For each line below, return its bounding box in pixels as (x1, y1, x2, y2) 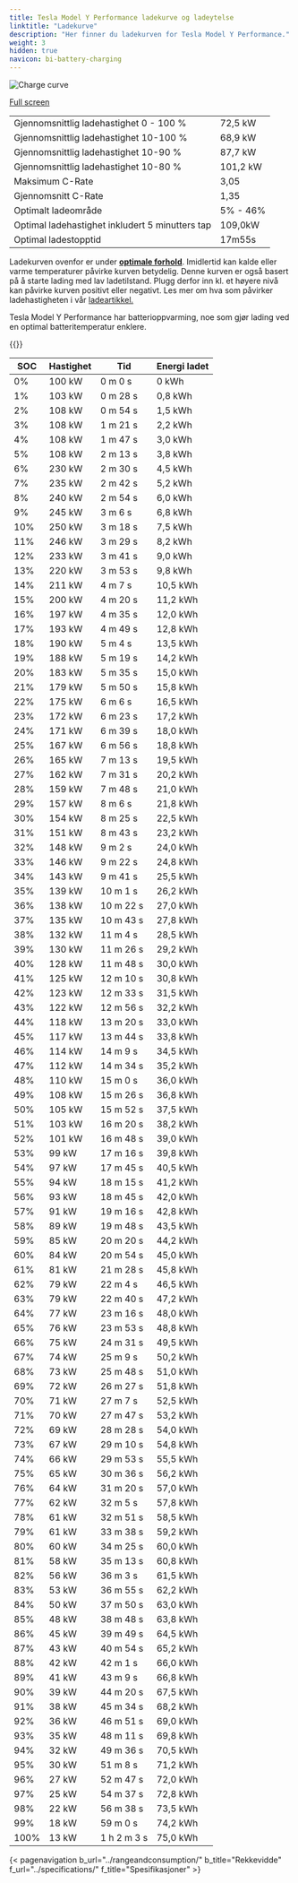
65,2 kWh (156, 1642, 199, 1654)
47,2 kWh (156, 1292, 199, 1305)
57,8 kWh (156, 1497, 199, 1508)
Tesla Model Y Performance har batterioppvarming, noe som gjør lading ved (9, 312, 290, 323)
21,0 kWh (156, 783, 199, 795)
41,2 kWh (156, 1176, 199, 1188)
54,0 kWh (156, 1424, 199, 1436)
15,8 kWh (156, 681, 199, 693)
